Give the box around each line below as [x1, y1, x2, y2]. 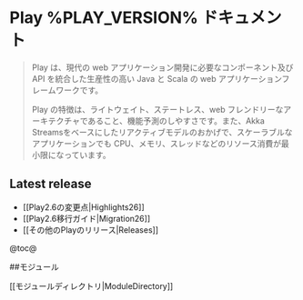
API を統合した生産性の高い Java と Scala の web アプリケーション [31, 73, 282, 84]
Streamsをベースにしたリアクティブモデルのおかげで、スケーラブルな [31, 126, 293, 137]
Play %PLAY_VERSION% [9, 7, 198, 28]
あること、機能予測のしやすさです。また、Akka [87, 115, 266, 126]
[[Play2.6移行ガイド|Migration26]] [22, 213, 151, 224]
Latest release [9, 176, 92, 192]
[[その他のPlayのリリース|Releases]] [22, 224, 159, 235]
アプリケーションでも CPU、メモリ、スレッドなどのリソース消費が [31, 137, 282, 149]
